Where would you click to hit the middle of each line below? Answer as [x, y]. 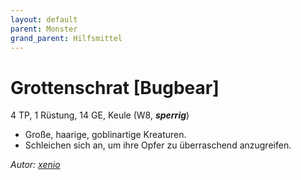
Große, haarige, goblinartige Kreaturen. [105, 135]
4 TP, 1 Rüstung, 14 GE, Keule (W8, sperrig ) [100, 115]
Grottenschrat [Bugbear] [115, 87]
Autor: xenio [35, 165]
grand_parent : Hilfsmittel [66, 38]
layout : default [44, 19]
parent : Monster [44, 29]
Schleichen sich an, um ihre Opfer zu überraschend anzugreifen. [158, 145]
